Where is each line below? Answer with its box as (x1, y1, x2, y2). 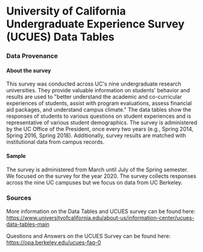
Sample (6, 152, 26, 159)
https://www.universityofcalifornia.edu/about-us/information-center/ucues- (6, 214, 195, 221)
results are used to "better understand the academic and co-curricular (6, 93, 182, 101)
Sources (6, 194, 32, 202)
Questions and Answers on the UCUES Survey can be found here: (6, 232, 171, 239)
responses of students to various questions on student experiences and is (6, 112, 191, 120)
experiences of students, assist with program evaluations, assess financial (6, 100, 192, 107)
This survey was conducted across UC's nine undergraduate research (6, 80, 182, 87)
